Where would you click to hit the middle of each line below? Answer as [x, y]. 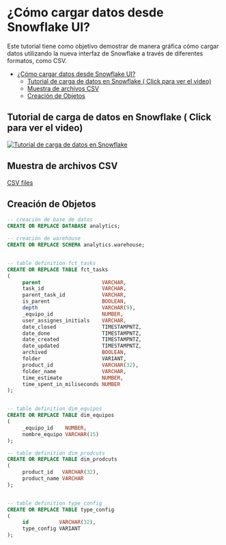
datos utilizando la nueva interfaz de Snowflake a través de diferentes [105, 53]
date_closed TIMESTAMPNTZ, [82, 327]
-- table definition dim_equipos [55, 409]
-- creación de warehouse [44, 239]
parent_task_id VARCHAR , [74, 295]
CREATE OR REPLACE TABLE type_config [61, 509]
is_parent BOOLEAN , [74, 302]
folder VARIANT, [74, 359]
